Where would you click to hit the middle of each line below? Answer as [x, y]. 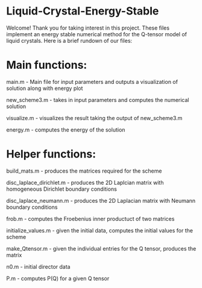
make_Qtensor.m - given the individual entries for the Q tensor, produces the [101, 248]
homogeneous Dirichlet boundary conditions [62, 189]
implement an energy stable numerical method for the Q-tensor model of [96, 34]
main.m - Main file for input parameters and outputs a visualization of [92, 82]
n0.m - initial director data [38, 266]
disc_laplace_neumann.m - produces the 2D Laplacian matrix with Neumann [101, 200]
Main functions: [47, 65]
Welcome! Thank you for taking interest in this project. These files [88, 28]
